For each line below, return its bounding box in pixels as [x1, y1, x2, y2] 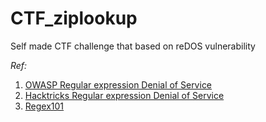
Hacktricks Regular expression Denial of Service [24, 89, 225, 101]
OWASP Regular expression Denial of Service [24, 78, 213, 91]
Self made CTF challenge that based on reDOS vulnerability [10, 40, 256, 52]
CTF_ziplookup [10, 7, 138, 30]
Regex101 [24, 100, 65, 112]
